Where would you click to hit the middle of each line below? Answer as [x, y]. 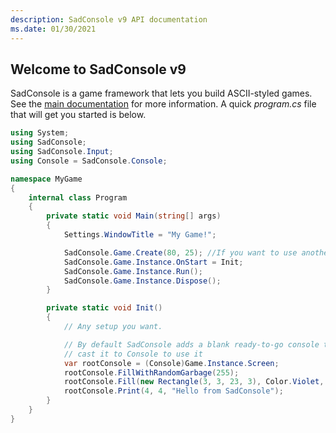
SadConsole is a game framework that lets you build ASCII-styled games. [161, 93]
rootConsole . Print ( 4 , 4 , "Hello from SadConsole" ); [173, 391]
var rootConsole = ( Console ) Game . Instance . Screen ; [171, 363]
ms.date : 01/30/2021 [53, 29]
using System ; [40, 133]
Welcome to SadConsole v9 [98, 69]
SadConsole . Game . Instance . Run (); [133, 271]
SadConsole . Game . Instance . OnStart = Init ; [153, 262]
